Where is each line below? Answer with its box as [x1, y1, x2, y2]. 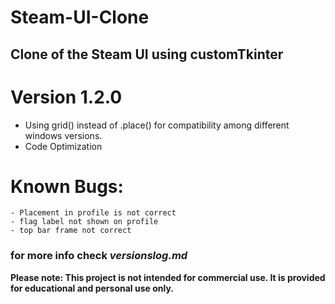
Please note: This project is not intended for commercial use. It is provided [10, 271, 326, 283]
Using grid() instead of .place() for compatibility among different [24, 119, 290, 131]
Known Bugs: [10, 175, 124, 198]
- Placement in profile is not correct [10, 208, 177, 218]
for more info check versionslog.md [10, 249, 188, 263]
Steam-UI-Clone [10, 6, 150, 29]
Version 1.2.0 [10, 86, 123, 108]
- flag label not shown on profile [10, 217, 159, 227]
